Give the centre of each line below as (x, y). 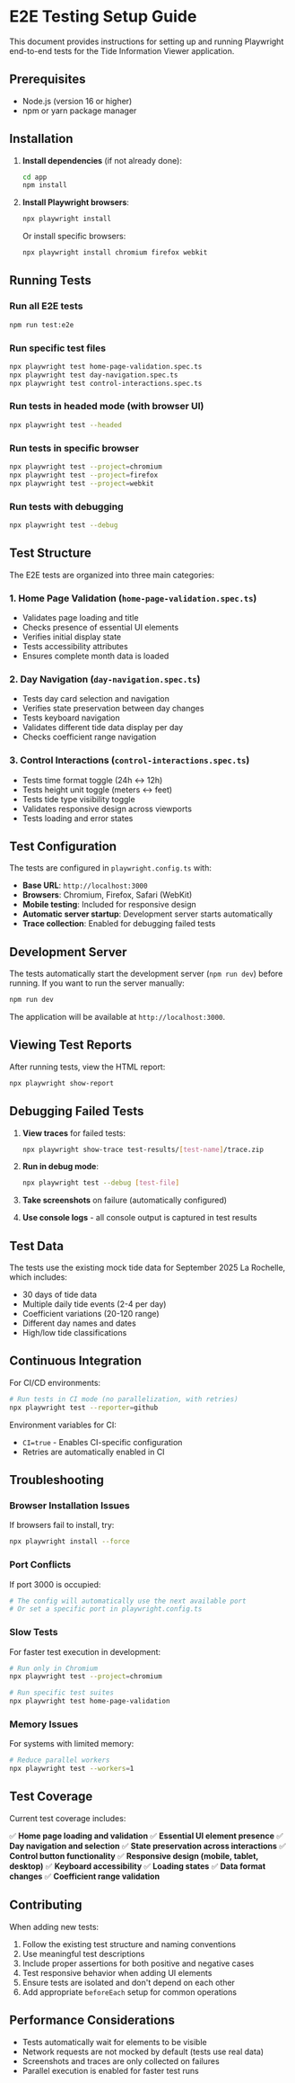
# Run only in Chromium (54, 1668)
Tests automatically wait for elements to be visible (115, 2042)
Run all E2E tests (46, 306)
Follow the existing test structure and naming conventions (129, 1944)
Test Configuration (63, 846)
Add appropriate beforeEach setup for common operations (130, 1992)
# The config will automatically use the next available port (128, 1601)
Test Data (37, 1246)
